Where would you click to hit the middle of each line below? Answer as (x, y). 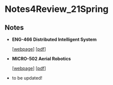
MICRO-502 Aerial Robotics (41, 59)
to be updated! (27, 78)
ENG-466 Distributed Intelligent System (54, 39)
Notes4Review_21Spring (56, 9)
